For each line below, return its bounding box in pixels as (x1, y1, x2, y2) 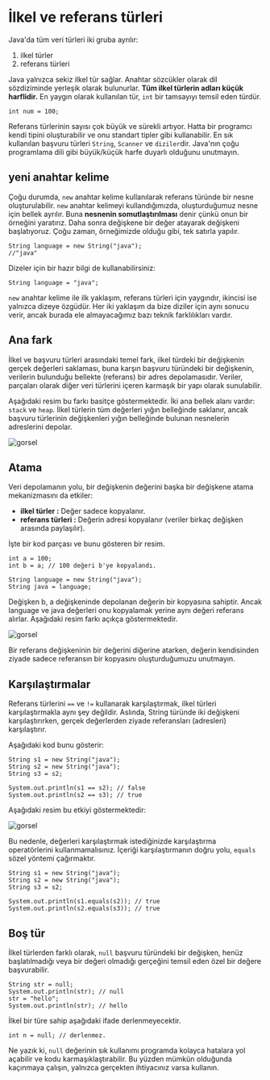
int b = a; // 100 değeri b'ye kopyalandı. (8, 561, 157, 570)
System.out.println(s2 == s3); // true (8, 791, 143, 799)
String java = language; (8, 583, 92, 591)
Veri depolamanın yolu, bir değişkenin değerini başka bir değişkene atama (8, 482, 254, 492)
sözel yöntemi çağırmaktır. (8, 853, 96, 863)
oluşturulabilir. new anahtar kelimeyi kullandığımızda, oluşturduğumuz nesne (8, 200, 259, 210)
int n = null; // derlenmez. (8, 1032, 106, 1040)
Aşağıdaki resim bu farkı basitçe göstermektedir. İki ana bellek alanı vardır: (8, 396, 255, 406)
